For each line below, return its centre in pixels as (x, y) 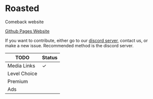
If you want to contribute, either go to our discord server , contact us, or (76, 40)
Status (50, 57)
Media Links (21, 66)
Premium (18, 81)
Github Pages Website (27, 31)
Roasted (22, 8)
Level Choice (22, 73)
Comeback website (24, 22)
